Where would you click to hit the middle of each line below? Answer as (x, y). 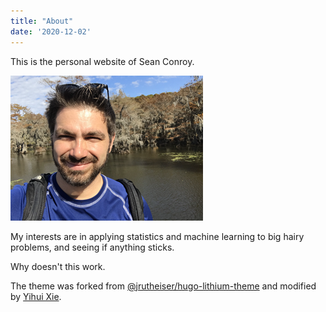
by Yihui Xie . (36, 296)
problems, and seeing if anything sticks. (92, 247)
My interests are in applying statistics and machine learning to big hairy (157, 236)
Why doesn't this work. (58, 266)
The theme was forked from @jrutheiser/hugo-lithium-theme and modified (163, 286)
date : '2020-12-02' (51, 31)
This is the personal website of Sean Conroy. (102, 61)
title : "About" (42, 21)
